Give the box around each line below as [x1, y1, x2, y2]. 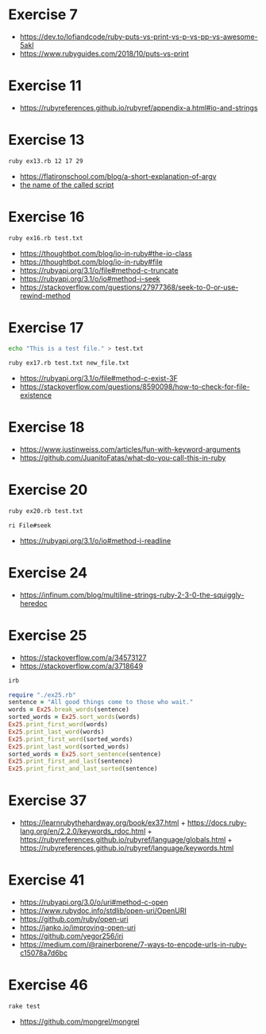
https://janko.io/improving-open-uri [19, 923, 137, 932]
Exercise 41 [8, 871, 85, 889]
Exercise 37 [8, 791, 87, 810]
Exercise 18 [8, 418, 85, 437]
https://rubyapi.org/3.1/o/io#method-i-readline [19, 535, 172, 546]
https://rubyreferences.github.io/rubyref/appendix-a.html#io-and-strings [19, 103, 258, 112]
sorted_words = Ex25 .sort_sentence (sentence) [8, 750, 161, 758]
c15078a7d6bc [19, 948, 68, 958]
